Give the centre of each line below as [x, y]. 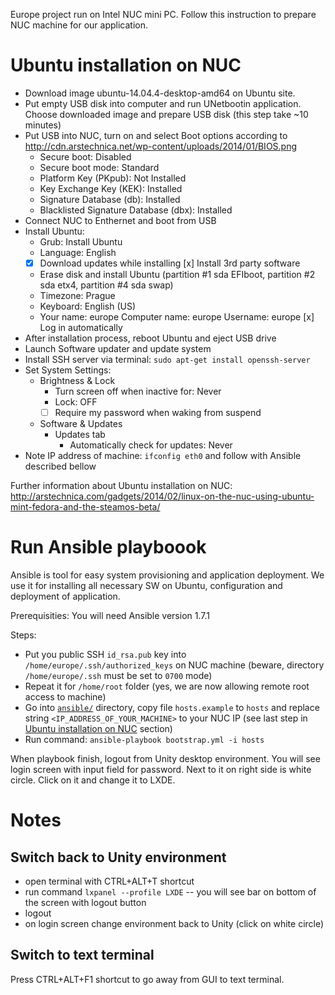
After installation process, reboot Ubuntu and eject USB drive [150, 338]
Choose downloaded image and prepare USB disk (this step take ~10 [166, 114]
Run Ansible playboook [108, 547]
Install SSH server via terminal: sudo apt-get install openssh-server [167, 359]
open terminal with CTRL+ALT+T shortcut [109, 881]
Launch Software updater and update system [118, 348]
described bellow [60, 466]
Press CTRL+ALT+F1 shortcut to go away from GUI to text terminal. [147, 979]
